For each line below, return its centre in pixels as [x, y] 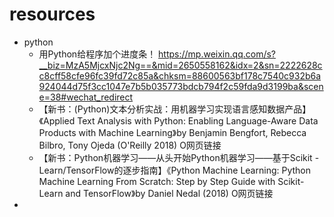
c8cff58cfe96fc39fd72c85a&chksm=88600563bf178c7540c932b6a [180, 75]
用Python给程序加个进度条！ [97, 54]
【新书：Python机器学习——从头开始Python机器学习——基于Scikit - [179, 157]
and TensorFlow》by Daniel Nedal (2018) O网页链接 [169, 193]
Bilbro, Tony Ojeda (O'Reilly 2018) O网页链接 [130, 145]
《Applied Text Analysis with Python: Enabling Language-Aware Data [178, 120]
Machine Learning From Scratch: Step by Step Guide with [157, 181]
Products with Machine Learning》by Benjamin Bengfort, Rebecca [172, 132]
